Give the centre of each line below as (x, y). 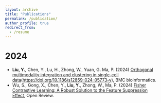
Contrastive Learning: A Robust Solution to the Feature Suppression (80, 90)
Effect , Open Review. (33, 95)
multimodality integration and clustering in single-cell (65, 75)
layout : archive (21, 9)
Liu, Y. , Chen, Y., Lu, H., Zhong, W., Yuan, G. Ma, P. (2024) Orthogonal (82, 69)
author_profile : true (27, 23)
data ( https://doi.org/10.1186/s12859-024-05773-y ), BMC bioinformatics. (84, 80)
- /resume (19, 32)
